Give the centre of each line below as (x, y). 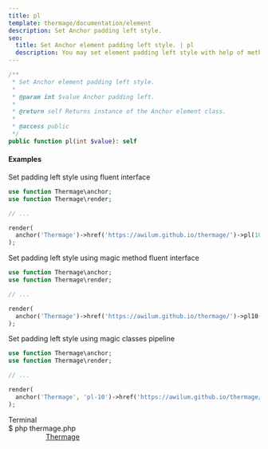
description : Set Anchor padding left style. (85, 30)
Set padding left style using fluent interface (79, 177)
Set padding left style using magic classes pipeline (92, 339)
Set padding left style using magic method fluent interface (104, 258)
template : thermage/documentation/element (80, 23)
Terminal (23, 419)
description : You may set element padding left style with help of (130, 53)
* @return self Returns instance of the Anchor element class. (119, 112)
